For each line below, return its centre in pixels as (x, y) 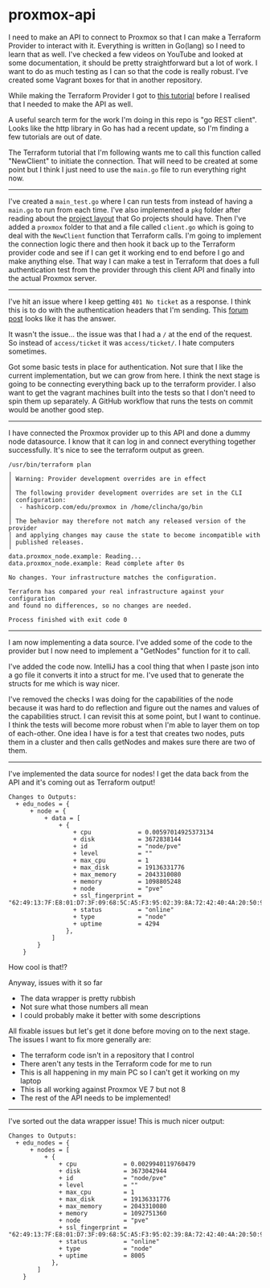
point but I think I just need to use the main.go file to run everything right (127, 169)
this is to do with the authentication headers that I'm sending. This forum (129, 310)
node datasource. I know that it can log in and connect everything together (132, 441)
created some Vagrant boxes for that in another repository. (105, 80)
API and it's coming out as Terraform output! (82, 782)
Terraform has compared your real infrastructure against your (117, 591)
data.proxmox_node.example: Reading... (75, 556)
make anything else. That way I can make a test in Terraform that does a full (134, 261)
